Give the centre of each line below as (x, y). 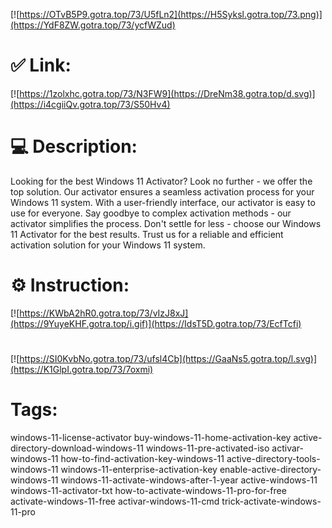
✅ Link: (41, 65)
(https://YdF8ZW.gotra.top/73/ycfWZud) (93, 25)
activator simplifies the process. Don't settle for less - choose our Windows (166, 223)
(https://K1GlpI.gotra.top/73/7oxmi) (82, 369)
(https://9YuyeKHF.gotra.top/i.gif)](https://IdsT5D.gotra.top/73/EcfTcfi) (156, 323)
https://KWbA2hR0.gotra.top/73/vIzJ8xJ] (104, 313)
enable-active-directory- (270, 469)
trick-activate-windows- (271, 501)
